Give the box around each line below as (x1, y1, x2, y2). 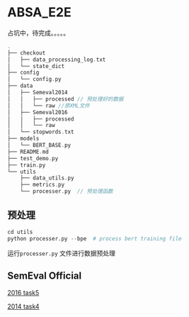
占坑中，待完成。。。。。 (7, 28, 69, 37)
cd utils (7, 228, 33, 235)
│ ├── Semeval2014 (7, 89, 69, 96)
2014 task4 (7, 302, 40, 311)
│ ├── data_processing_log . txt (7, 56, 106, 63)
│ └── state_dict (7, 62, 65, 69)
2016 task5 (7, 289, 40, 297)
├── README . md (7, 148, 50, 155)
